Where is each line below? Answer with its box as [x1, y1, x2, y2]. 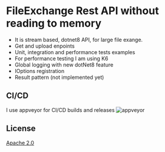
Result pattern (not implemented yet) [14, 74, 104, 81]
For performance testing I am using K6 [14, 55, 108, 62]
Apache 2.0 [6, 139, 34, 146]
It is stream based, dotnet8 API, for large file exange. [14, 36, 143, 43]
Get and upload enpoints [14, 42, 75, 49]
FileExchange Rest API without [6, 4, 159, 18]
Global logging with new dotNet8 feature [14, 61, 114, 68]
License [6, 124, 36, 134]
